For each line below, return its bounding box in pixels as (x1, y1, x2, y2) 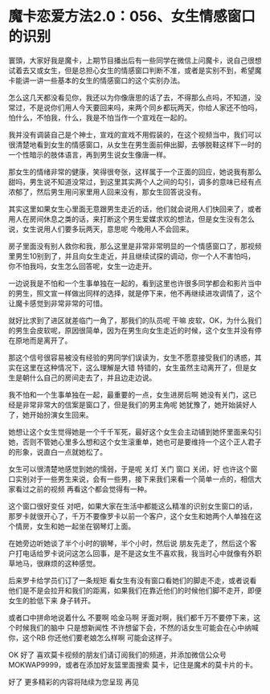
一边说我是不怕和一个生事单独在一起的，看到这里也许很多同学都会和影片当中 (8, 278, 262, 288)
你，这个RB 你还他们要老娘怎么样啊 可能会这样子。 (8, 632, 177, 643)
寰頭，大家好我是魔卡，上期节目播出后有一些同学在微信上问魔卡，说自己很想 (8, 55, 262, 65)
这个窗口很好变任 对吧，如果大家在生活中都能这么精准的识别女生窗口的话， (8, 501, 257, 511)
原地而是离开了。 (14, 335, 72, 345)
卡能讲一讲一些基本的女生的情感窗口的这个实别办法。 (8, 76, 185, 85)
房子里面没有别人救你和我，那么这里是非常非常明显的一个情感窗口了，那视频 (8, 241, 262, 251)
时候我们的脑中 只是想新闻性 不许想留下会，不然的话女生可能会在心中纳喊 (14, 623, 259, 632)
